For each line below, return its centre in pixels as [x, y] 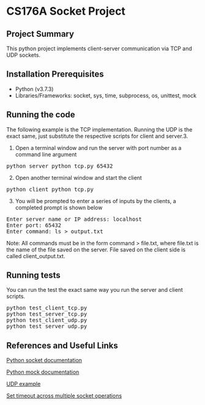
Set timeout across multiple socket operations [64, 396]
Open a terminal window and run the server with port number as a [98, 147]
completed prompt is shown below [59, 207]
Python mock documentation [43, 372]
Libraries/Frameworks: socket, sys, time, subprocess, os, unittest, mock [106, 95]
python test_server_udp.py [47, 326]
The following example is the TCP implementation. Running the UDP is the [99, 129]
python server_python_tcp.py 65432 [60, 166]
